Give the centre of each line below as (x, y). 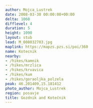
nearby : (13, 56)
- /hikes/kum (19, 75)
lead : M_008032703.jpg (29, 42)
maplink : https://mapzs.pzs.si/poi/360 (47, 47)
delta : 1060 (17, 19)
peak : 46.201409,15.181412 (33, 84)
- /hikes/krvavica (24, 70)
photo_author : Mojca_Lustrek (35, 88)
